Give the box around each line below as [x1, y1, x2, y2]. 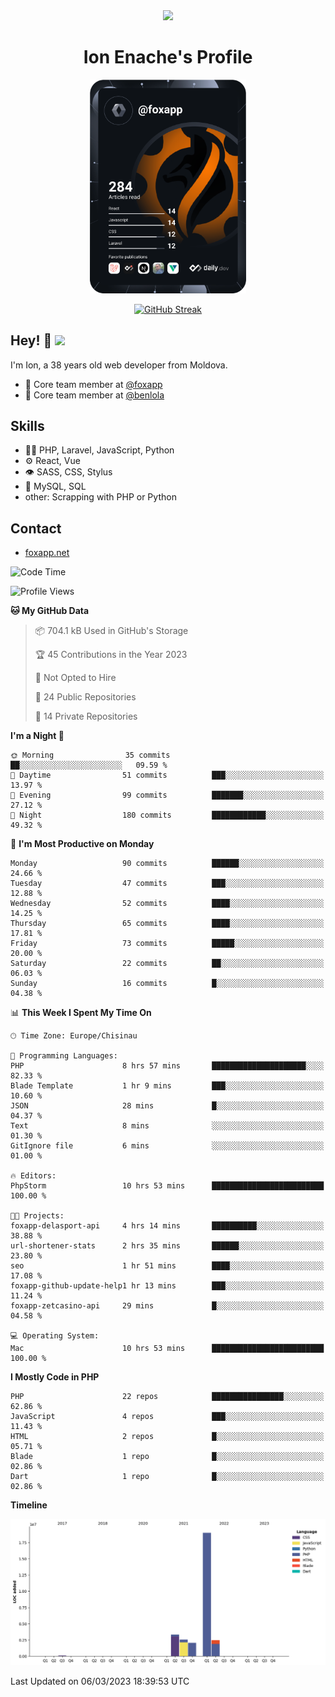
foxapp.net [24, 547, 70, 559]
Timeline [10, 1499, 48, 1511]
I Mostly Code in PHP [10, 1371, 100, 1383]
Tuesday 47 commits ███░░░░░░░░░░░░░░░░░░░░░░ [10, 879, 325, 889]
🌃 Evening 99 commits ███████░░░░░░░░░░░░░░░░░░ [10, 790, 325, 801]
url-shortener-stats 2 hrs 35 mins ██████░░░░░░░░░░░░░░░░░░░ [10, 1241, 325, 1251]
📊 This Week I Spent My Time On [10, 1007, 152, 1019]
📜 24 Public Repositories [34, 691, 137, 703]
